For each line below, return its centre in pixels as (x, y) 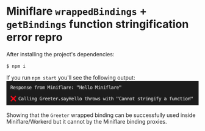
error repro (34, 37)
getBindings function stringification (98, 24)
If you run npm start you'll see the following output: (71, 77)
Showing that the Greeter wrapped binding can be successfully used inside (101, 115)
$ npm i (16, 66)
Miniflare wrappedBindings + (77, 11)
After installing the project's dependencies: (60, 54)
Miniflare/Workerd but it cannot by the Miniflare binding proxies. (87, 122)
